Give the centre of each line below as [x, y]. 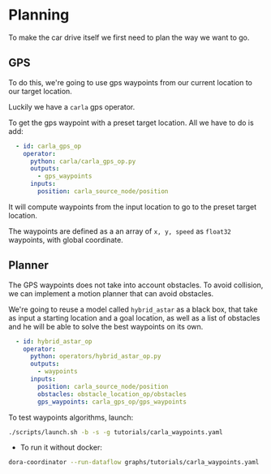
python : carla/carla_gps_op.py [83, 161]
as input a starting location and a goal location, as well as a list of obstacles [134, 317]
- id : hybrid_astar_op [54, 341]
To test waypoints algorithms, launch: [71, 417]
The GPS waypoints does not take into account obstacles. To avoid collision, [136, 285]
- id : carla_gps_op [49, 146]
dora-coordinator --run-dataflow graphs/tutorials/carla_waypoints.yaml [134, 463]
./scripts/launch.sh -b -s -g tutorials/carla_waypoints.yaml [116, 432]
